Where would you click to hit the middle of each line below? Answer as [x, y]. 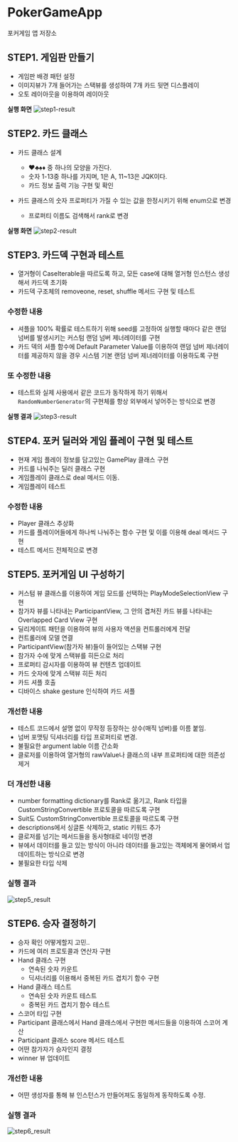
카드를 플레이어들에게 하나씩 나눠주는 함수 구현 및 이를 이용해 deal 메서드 [119, 532]
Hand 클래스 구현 [42, 960]
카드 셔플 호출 [37, 682]
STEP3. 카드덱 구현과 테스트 [66, 255]
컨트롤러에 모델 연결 [45, 638]
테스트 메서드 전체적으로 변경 [58, 550]
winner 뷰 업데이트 [44, 1058]
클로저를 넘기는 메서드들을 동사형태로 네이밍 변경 [85, 836]
